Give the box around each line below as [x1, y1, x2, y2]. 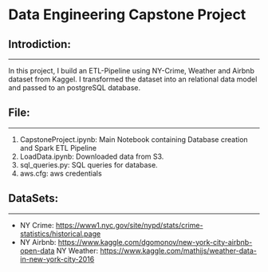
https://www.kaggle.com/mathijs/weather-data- [100, 246, 258, 255]
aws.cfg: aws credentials [19, 168, 102, 178]
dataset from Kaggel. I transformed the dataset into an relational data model [8, 74, 258, 84]
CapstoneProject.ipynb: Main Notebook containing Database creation [19, 134, 249, 144]
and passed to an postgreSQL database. [8, 83, 141, 93]
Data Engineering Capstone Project [8, 6, 246, 24]
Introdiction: [8, 37, 72, 51]
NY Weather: [56, 246, 99, 255]
